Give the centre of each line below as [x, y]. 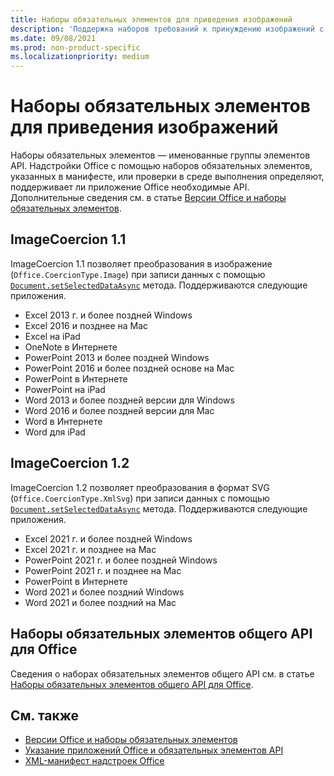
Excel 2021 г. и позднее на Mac [90, 549]
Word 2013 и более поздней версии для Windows [129, 400]
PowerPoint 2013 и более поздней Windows [117, 357]
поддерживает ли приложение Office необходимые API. [130, 187]
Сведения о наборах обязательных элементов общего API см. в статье [162, 673]
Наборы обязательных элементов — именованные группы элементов [160, 155]
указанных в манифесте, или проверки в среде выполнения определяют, [167, 177]
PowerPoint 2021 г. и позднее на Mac [103, 570]
